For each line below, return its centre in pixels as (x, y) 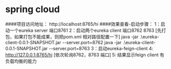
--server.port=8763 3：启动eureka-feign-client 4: (101, 48)
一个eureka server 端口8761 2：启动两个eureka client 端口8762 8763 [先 (86, 30)
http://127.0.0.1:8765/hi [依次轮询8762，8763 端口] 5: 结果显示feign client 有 (85, 55)
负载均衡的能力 (21, 61)
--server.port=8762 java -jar (92, 42)
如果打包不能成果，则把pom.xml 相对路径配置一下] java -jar (76, 37)
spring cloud (33, 9)
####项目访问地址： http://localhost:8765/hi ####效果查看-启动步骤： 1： (83, 24)
